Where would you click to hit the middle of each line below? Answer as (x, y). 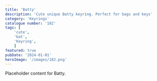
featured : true (21, 50)
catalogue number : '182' (31, 23)
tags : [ (13, 28)
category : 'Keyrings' (27, 19)
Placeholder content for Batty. (35, 73)
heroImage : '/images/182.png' (36, 60)
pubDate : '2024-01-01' (28, 55)
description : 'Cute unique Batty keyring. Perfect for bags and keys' (79, 14)
